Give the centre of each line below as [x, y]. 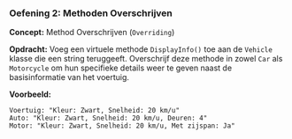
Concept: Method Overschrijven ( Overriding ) [92, 33]
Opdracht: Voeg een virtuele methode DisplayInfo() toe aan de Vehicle [141, 49]
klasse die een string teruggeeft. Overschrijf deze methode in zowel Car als [146, 59]
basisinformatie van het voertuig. [69, 77]
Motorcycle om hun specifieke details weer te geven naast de [121, 68]
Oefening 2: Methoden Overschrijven [91, 13]
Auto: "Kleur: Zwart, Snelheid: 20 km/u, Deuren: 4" [108, 118]
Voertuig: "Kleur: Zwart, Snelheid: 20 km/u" [94, 111]
